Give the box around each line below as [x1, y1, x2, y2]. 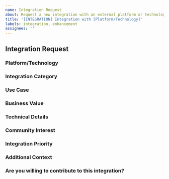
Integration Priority [5, 140, 53, 147]
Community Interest [5, 127, 55, 134]
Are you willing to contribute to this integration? [5, 167, 125, 174]
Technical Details [5, 113, 49, 120]
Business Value [5, 100, 44, 107]
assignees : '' [5, 26, 35, 31]
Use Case [5, 86, 29, 93]
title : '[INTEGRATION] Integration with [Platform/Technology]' [5, 17, 143, 22]
